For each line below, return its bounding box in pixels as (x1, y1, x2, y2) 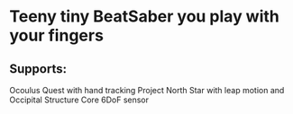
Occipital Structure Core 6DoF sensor (9, 94, 150, 105)
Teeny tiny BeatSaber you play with (9, 6, 279, 27)
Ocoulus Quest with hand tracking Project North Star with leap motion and (9, 85, 285, 95)
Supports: (9, 61, 68, 76)
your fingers (9, 25, 104, 46)
